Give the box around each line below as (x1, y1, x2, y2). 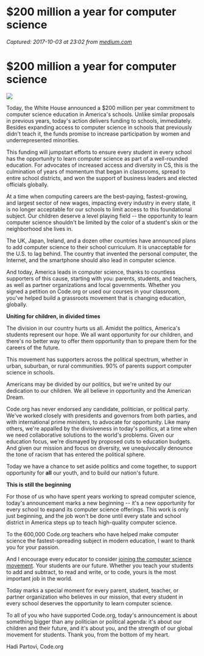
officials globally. (6, 181, 49, 188)
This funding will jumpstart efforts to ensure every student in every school (6, 148, 192, 156)
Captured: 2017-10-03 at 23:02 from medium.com (6, 38, 132, 45)
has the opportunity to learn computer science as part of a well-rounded (6, 155, 188, 162)
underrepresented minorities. (6, 136, 80, 144)
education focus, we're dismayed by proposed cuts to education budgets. (6, 437, 192, 445)
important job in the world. (6, 575, 73, 582)
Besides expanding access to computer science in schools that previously (6, 123, 192, 131)
